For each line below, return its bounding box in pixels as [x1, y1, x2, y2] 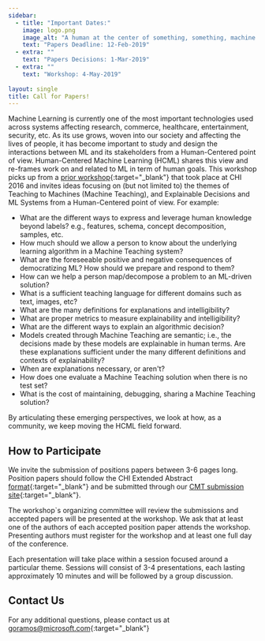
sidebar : [8, 11, 37, 20]
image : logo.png [22, 26, 77, 34]
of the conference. [8, 539, 69, 549]
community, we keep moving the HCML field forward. [8, 422, 182, 431]
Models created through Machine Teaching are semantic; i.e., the [19, 331, 232, 340]
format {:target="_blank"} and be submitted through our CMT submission [8, 482, 244, 492]
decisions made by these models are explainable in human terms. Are [19, 339, 246, 348]
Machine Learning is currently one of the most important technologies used [8, 114, 254, 123]
